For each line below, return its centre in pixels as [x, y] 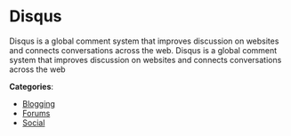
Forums [36, 113]
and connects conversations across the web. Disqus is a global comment [143, 50]
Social [33, 123]
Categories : [32, 86]
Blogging [39, 103]
